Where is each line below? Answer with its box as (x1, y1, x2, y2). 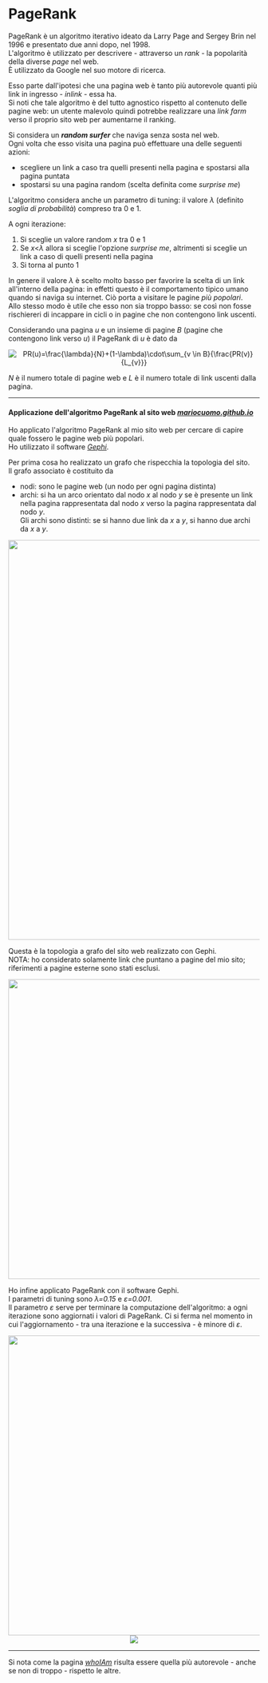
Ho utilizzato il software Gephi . (8, 442, 109, 452)
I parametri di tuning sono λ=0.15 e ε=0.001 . (8, 1294, 152, 1304)
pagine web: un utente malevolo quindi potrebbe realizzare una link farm (8, 106, 247, 116)
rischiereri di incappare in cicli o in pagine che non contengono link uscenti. (8, 309, 257, 319)
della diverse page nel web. (8, 57, 100, 66)
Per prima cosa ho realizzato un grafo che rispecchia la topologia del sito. (8, 457, 250, 468)
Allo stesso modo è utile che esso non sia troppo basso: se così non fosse (8, 301, 252, 310)
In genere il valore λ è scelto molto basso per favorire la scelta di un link (8, 275, 245, 285)
